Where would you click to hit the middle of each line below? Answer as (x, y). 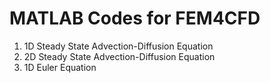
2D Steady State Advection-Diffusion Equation (119, 56)
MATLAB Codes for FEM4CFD (135, 18)
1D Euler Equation (60, 67)
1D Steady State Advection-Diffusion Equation (118, 46)
